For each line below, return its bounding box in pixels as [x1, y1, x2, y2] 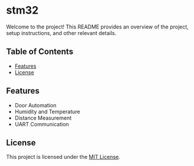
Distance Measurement [14, 114, 72, 122]
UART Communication [14, 120, 69, 127]
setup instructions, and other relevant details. [6, 29, 117, 36]
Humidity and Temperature [14, 108, 80, 115]
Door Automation [14, 101, 57, 108]
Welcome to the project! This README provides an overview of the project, [6, 23, 189, 30]
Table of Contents [6, 47, 74, 57]
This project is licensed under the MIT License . [6, 154, 121, 161]
